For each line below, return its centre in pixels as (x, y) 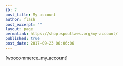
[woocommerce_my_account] (36, 58)
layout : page (19, 29)
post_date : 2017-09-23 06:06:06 (40, 43)
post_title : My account (31, 15)
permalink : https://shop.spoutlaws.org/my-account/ (61, 34)
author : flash (20, 19)
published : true (23, 39)
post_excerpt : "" (24, 24)
